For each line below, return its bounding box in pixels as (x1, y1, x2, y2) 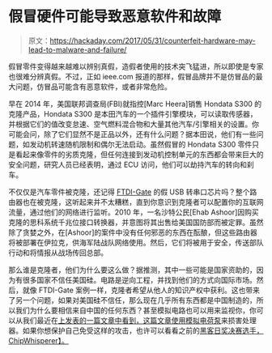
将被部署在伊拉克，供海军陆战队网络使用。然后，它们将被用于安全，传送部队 (8, 237, 264, 247)
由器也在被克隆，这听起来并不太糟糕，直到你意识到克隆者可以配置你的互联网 (8, 197, 264, 206)
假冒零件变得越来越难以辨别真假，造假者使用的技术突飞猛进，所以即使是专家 (8, 62, 264, 71)
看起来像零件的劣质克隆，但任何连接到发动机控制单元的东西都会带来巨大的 (15, 149, 264, 159)
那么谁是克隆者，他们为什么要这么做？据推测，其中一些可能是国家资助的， (8, 265, 257, 274)
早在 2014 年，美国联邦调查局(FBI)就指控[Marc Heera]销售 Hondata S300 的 (8, 99, 262, 108)
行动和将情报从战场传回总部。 (8, 248, 108, 257)
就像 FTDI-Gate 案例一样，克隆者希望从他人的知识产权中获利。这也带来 (22, 285, 261, 295)
